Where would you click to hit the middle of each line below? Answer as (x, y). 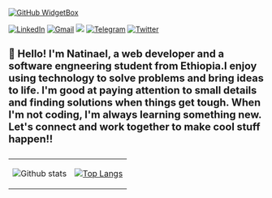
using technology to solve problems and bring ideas (136, 78)
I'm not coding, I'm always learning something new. (135, 114)
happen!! (31, 139)
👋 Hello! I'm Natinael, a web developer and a (117, 54)
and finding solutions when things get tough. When (135, 102)
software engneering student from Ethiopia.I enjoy (133, 66)
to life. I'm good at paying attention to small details (133, 90)
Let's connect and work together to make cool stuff (134, 127)
